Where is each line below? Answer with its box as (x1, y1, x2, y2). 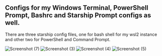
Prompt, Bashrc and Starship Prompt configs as (5, 11, 151, 20)
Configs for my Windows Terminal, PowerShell (5, 4, 148, 12)
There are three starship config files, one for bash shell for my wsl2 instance (5, 31, 157, 37)
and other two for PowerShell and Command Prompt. (5, 36, 111, 42)
